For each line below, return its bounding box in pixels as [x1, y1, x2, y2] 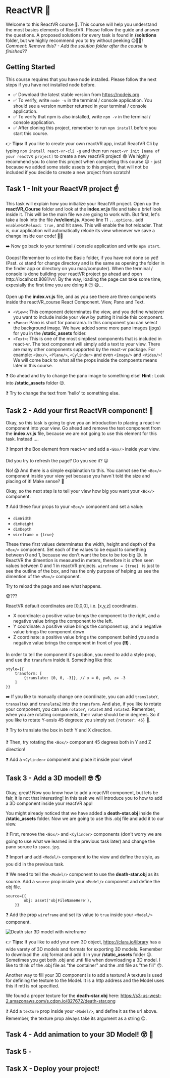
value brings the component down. [13, 629, 86, 635]
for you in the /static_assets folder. [13, 330, 87, 336]
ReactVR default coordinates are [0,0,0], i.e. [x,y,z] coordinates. [6, 603, 138, 609]
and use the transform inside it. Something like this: [6, 657, 112, 663]
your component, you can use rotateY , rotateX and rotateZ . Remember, [6, 706, 156, 712]
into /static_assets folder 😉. [6, 379, 66, 386]
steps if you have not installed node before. [6, 81, 96, 88]
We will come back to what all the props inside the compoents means [13, 357, 157, 363]
